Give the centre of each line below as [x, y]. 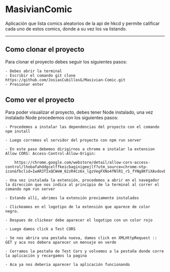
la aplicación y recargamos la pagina [46, 256]
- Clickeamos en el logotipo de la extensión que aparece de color [78, 207]
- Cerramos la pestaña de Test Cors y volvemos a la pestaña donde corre [85, 251]
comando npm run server [30, 189]
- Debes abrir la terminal [34, 71]
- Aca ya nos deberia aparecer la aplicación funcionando [68, 264]
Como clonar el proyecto [45, 49]
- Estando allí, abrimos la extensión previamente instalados [72, 198]
